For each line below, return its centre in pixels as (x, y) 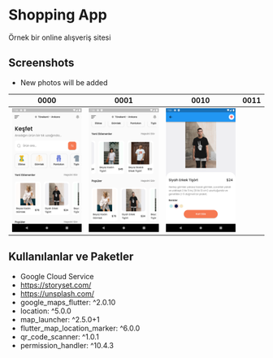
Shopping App (58, 15)
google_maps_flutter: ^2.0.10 (68, 302)
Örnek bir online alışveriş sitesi (60, 37)
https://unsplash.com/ (57, 293)
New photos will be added (64, 82)
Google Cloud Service (57, 276)
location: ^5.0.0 (45, 311)
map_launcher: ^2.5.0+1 (60, 319)
